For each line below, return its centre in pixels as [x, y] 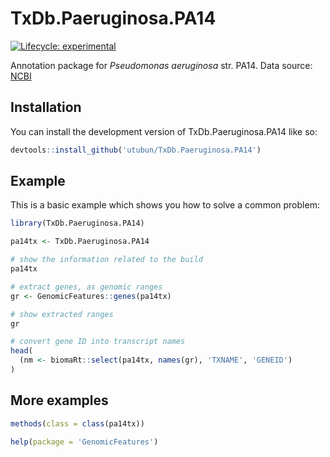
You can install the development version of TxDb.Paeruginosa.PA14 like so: [164, 131]
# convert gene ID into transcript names [98, 342]
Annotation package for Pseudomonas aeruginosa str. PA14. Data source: [161, 65]
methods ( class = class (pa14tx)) [77, 423]
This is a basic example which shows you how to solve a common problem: [165, 205]
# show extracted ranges [62, 314]
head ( [21, 351]
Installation [46, 107]
